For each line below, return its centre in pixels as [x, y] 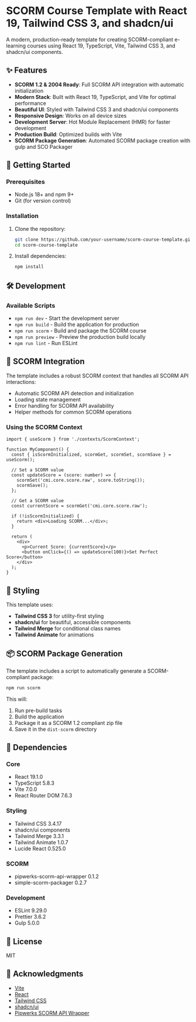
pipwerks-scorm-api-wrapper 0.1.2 [57, 876]
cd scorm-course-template [46, 245]
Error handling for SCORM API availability [64, 406]
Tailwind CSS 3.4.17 [38, 823]
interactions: [21, 381]
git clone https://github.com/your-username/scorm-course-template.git [104, 239]
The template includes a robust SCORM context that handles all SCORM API [97, 376]
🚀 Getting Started [38, 165]
